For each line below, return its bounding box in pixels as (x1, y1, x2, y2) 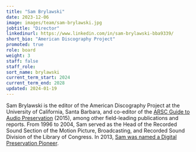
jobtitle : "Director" (6, 25, 60, 31)
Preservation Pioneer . (6, 140, 59, 147)
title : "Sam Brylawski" (6, 8, 65, 15)
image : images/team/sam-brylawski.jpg (6, 20, 102, 25)
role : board (6, 47, 36, 53)
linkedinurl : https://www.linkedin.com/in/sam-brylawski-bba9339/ (6, 31, 174, 37)
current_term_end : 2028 (6, 80, 65, 86)
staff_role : (6, 63, 36, 70)
